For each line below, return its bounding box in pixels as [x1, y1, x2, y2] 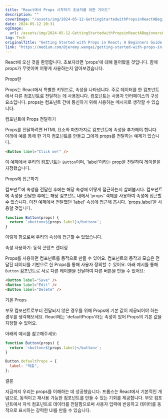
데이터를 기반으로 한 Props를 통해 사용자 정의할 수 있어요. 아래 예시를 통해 [14, 261, 158, 268]
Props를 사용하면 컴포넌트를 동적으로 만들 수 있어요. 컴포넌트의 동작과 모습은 [5, 255, 155, 261]
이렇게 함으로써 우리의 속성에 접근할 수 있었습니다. [5, 234, 103, 240]
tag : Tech [5, 36, 26, 41]
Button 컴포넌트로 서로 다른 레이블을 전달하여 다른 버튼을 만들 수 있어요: [5, 268, 145, 274]
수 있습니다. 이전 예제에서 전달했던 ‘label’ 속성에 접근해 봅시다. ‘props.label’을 [5, 199, 157, 205]
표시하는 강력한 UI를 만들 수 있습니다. [18, 407, 91, 413]
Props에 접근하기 [5, 176, 39, 182]
